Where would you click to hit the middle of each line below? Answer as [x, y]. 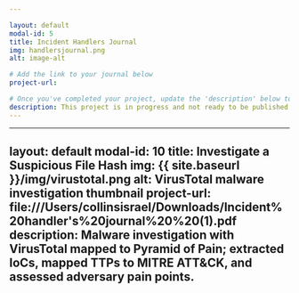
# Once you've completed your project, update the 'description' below [145, 99]
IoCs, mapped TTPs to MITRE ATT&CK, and [131, 263]
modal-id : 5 [31, 33]
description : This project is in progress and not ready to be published [149, 107]
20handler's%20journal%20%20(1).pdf [123, 221]
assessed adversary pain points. [102, 277]
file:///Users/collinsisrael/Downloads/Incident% [146, 207]
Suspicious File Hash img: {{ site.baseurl [125, 166]
